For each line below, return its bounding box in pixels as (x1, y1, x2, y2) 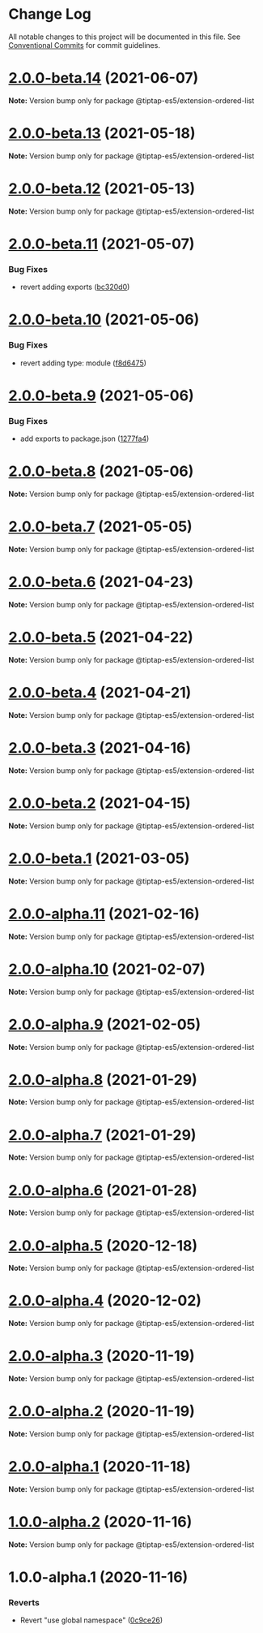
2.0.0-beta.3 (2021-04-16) (8, 739, 192, 758)
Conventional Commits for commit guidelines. (8, 40, 160, 50)
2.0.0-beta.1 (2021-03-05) (8, 849, 190, 867)
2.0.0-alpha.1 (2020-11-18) (8, 1458, 192, 1476)
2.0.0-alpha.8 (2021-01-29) (8, 1070, 198, 1089)
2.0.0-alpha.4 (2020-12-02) (8, 1292, 202, 1310)
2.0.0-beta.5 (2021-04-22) (8, 629, 193, 646)
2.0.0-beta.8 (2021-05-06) (8, 462, 194, 481)
